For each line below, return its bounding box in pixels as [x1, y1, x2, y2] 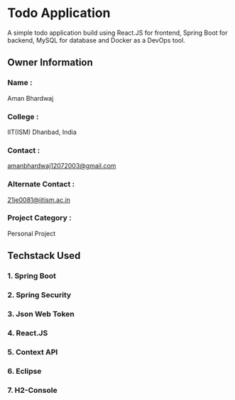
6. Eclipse [7, 366, 42, 376]
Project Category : [7, 213, 72, 223]
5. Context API [7, 347, 58, 357]
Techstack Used [7, 250, 81, 262]
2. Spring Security [7, 290, 72, 300]
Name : [7, 78, 33, 88]
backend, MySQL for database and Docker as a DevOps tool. [7, 35, 186, 44]
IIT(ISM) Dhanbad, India [7, 128, 77, 136]
